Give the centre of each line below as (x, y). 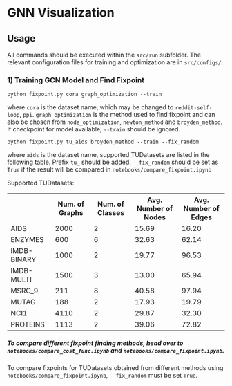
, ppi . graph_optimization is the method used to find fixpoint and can (117, 115)
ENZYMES (27, 240)
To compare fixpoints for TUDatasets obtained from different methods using (115, 368)
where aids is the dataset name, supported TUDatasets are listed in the (108, 155)
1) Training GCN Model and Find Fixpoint (76, 80)
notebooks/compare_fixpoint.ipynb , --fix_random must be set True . (103, 376)
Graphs (71, 213)
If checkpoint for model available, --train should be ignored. (94, 129)
